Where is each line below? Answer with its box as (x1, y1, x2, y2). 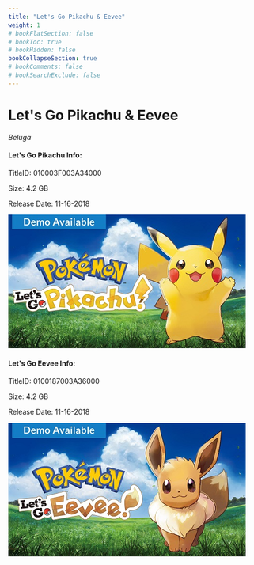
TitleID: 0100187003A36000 (8, 377, 100, 386)
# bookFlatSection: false (8, 29, 93, 37)
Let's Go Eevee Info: (8, 358, 76, 368)
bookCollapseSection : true (8, 55, 97, 63)
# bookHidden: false (8, 46, 77, 55)
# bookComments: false (8, 63, 83, 71)
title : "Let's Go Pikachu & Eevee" (8, 13, 126, 21)
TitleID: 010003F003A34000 (8, 168, 102, 177)
